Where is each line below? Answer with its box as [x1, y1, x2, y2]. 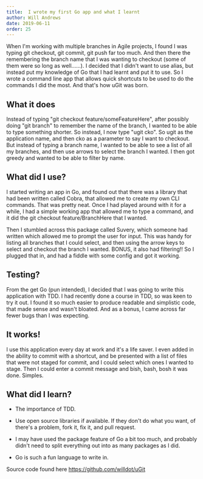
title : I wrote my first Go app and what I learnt [6, 9, 140, 15]
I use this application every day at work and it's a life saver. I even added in [6, 345, 194, 353]
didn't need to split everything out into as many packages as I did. [15, 442, 181, 449]
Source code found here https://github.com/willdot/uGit [6, 466, 146, 473]
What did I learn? [6, 389, 72, 400]
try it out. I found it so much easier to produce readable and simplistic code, [6, 298, 196, 306]
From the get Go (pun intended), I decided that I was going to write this [6, 286, 184, 293]
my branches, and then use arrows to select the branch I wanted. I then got [6, 148, 195, 156]
